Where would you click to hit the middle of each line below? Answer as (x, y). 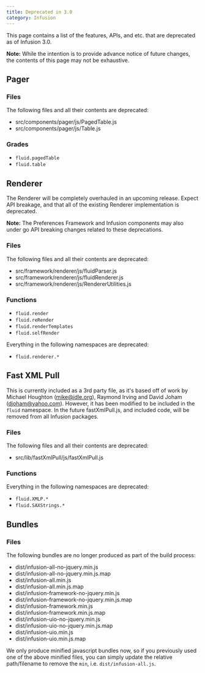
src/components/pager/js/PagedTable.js (66, 122)
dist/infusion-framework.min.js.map (60, 612)
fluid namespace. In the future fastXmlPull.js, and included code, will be (98, 410)
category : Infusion (31, 18)
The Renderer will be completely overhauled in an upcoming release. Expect (102, 198)
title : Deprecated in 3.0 (39, 12)
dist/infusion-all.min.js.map (49, 587)
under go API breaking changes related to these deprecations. (85, 230)
